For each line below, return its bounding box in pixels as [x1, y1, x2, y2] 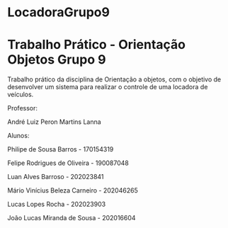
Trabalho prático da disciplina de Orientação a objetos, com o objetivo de [7, 75, 222, 84]
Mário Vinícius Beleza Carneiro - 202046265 [7, 186, 138, 195]
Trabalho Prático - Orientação [7, 37, 186, 53]
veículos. [7, 90, 34, 99]
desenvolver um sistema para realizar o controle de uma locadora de [7, 83, 208, 91]
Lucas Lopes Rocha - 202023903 [7, 200, 106, 209]
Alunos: [7, 132, 30, 140]
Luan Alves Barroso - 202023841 [7, 173, 104, 181]
